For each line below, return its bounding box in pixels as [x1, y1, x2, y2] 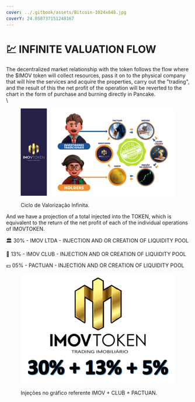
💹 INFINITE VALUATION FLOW [6, 43, 156, 56]
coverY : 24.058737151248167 [6, 15, 75, 22]
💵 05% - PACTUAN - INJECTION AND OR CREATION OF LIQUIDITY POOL [6, 262, 185, 269]
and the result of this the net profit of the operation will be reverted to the [6, 85, 182, 92]
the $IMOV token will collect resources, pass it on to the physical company [6, 72, 186, 79]
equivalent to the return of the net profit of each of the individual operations [6, 219, 188, 226]
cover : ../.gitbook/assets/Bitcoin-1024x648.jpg [6, 9, 127, 15]
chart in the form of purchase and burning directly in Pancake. [6, 91, 156, 98]
